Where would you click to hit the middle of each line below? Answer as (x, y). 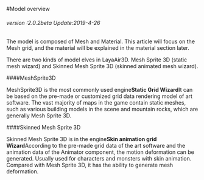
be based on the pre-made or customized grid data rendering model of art (100, 96)
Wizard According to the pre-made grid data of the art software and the (96, 146)
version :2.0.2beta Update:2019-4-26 (53, 22)
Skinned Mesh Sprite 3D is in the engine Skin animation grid (82, 139)
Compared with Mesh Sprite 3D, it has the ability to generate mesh (90, 165)
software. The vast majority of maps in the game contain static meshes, (96, 103)
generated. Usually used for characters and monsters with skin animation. (99, 159)
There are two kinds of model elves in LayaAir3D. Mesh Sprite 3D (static (97, 60)
